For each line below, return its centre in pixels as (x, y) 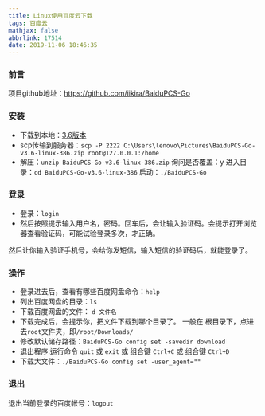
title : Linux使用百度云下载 (51, 16)
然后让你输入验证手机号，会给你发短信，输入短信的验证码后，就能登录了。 (130, 250)
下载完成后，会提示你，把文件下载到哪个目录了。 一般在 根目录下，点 (133, 322)
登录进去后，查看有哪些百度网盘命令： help (90, 292)
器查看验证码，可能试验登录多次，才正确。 (90, 234)
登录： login (39, 214)
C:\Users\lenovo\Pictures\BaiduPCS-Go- (189, 145)
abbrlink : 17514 (35, 38)
